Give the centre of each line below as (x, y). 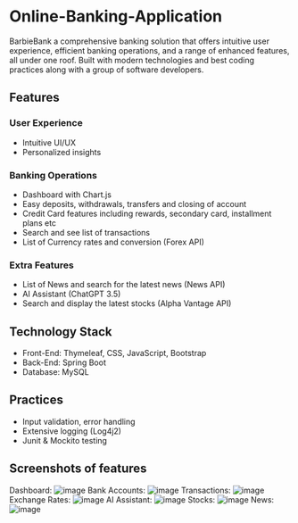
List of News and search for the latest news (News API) (124, 285)
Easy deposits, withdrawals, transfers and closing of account (134, 203)
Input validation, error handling (79, 421)
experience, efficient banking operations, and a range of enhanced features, (149, 50)
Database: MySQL (55, 372)
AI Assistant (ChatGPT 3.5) (71, 294)
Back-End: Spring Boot (64, 362)
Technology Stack (61, 332)
